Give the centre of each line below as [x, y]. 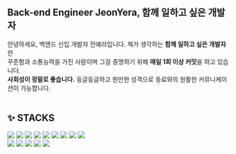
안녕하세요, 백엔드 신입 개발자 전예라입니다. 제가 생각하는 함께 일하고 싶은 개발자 [117, 44]
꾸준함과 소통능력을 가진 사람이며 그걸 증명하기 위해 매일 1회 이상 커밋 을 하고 [112, 61]
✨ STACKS [31, 118]
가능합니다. [36, 88]
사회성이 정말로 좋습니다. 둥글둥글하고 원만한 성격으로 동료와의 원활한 [102, 79]
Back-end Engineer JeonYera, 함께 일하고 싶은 [107, 13]
